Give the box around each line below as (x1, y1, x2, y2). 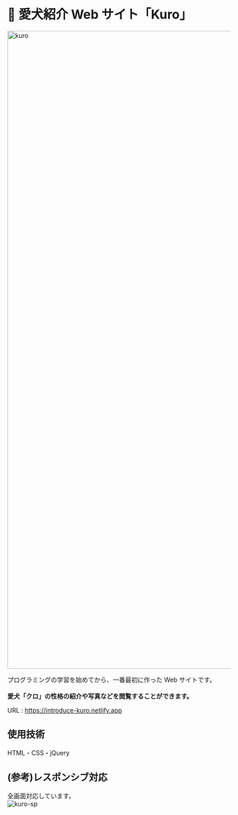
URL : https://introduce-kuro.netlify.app (7, 706, 123, 714)
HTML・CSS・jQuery (7, 748, 70, 757)
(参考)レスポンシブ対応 (7, 771, 108, 784)
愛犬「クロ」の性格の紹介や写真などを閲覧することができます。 (7, 692, 193, 700)
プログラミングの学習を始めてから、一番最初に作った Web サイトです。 (7, 675, 216, 684)
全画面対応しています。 (7, 792, 76, 800)
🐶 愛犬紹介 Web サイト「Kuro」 (7, 6, 193, 23)
